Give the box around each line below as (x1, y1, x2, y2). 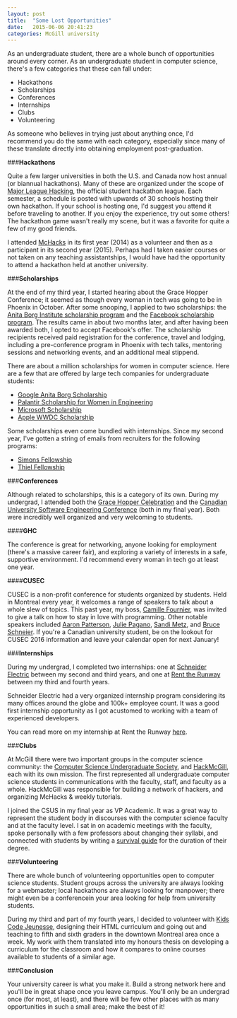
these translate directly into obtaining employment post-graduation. (7, 144, 204, 153)
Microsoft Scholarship (17, 406, 83, 414)
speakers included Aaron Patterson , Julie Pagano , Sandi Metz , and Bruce (7, 620, 220, 629)
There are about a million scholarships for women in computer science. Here (7, 362, 230, 370)
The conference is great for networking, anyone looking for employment (7, 540, 217, 549)
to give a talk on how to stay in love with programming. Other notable (7, 613, 208, 621)
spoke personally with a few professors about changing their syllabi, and (7, 829, 219, 838)
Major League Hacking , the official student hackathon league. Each (7, 187, 202, 195)
